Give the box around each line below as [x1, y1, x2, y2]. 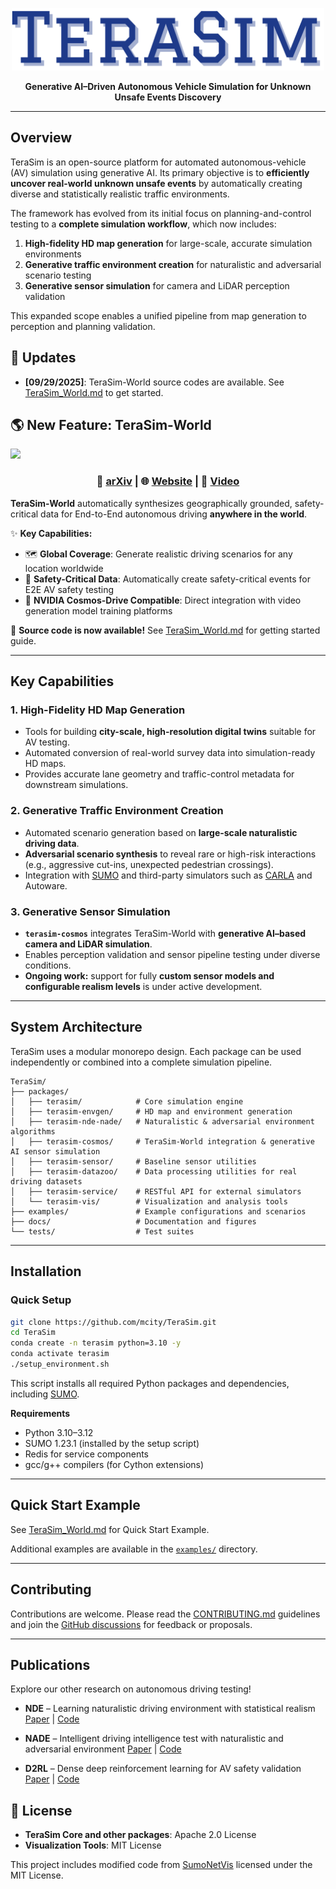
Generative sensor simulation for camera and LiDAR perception [24, 279, 290, 292]
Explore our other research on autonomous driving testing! [10, 1683, 252, 1695]
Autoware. [24, 879, 68, 892]
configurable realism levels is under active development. [24, 981, 263, 993]
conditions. [24, 959, 72, 972]
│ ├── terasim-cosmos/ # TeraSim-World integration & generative [10, 1136, 315, 1147]
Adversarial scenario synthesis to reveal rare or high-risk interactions [24, 848, 317, 860]
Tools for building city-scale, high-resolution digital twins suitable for [24, 726, 317, 738]
